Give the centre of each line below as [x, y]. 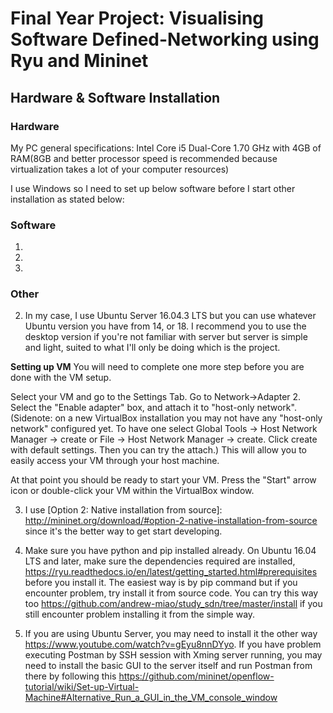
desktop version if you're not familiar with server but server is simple [166, 337]
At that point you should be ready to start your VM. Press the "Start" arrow [163, 480]
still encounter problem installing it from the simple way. [140, 614]
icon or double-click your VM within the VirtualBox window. [132, 491]
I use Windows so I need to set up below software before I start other [153, 188]
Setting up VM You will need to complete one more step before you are [157, 367]
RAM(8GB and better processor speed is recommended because [144, 158]
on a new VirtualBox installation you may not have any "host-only [188, 418]
